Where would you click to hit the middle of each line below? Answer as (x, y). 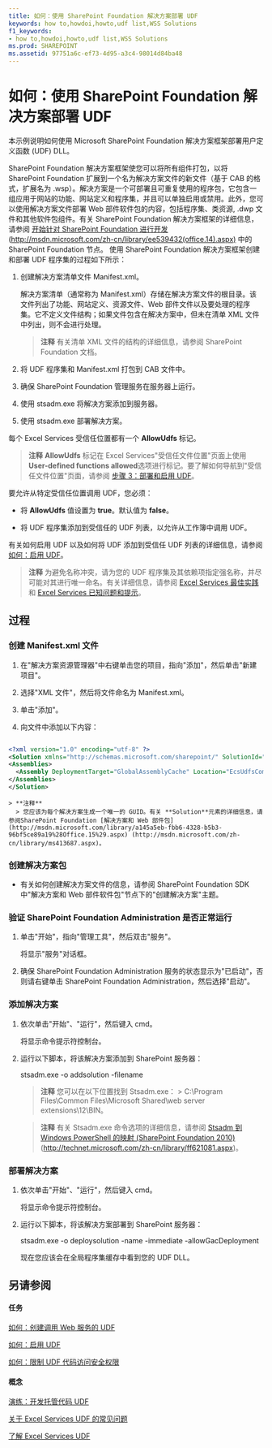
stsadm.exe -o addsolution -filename (81, 1074)
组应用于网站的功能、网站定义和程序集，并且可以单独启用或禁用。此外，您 (132, 198)
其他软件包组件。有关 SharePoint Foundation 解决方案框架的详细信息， (140, 218)
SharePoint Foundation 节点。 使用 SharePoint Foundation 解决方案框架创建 (134, 249)
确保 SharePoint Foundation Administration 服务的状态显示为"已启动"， (138, 971)
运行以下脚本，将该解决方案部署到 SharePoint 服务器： (111, 1225)
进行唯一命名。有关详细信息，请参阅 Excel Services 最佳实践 (157, 582)
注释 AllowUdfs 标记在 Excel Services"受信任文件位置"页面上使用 (137, 455)
